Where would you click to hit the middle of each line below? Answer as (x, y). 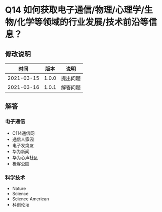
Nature (19, 188)
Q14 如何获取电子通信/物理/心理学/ (75, 10)
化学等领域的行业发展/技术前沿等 (83, 22)
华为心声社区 (25, 157)
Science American (30, 199)
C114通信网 (23, 133)
